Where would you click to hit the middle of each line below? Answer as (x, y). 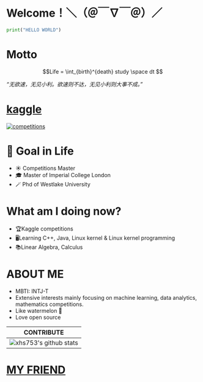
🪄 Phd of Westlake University (53, 184)
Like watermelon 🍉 (39, 310)
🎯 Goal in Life (40, 151)
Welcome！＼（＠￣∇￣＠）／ (84, 13)
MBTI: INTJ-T (32, 291)
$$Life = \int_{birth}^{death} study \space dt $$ (103, 71)
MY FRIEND (36, 370)
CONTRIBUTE (44, 332)
